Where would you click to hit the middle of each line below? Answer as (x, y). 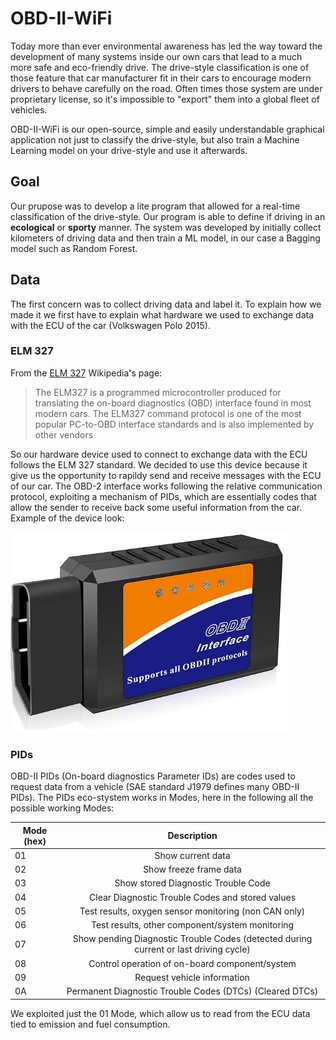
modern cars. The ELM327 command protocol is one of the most (168, 413)
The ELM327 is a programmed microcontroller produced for (158, 392)
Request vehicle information (192, 977)
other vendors (64, 434)
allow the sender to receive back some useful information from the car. (156, 507)
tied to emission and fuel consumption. (90, 1024)
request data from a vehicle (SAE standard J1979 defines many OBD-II (155, 787)
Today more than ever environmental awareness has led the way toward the (166, 46)
